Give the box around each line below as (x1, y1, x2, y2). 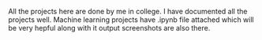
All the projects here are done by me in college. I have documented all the (8, 7, 248, 16)
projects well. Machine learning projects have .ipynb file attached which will (8, 15, 254, 24)
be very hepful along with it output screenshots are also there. (8, 24, 211, 32)
